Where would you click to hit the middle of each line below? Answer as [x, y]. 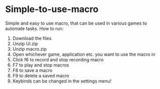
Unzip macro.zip [29, 49]
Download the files [32, 38]
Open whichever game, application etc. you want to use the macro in [84, 54]
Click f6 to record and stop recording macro [58, 59]
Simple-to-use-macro [52, 9]
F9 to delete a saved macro [41, 75]
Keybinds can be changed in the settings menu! [62, 81]
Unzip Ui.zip [25, 43]
